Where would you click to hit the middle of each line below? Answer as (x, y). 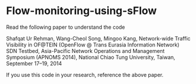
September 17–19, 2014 (34, 63)
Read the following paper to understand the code (66, 27)
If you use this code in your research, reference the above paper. (85, 75)
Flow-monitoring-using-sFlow (82, 11)
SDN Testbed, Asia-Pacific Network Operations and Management (85, 51)
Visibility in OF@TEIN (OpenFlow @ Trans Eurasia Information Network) (93, 45)
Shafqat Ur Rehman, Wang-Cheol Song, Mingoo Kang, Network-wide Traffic (98, 38)
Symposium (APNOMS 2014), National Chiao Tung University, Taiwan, (91, 57)
